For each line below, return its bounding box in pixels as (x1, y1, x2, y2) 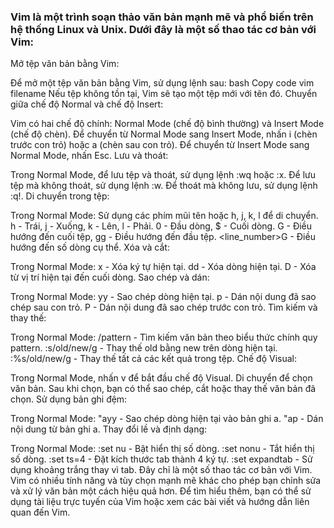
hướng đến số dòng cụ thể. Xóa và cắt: (10, 241, 170, 254)
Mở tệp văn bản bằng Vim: (10, 58, 120, 70)
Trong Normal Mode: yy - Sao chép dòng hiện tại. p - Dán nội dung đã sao (10, 291, 317, 303)
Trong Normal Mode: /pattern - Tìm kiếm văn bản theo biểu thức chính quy (10, 331, 318, 344)
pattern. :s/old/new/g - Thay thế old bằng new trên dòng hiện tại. (10, 342, 278, 354)
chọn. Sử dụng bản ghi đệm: (10, 393, 128, 405)
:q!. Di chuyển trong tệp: (10, 190, 110, 202)
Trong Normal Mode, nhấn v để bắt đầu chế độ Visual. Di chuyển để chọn (10, 372, 313, 384)
